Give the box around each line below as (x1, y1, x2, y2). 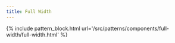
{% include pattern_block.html (6, 25, 80, 32)
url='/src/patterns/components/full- (81, 25, 170, 32)
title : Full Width (6, 8, 52, 15)
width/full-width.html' (6, 31, 60, 38)
